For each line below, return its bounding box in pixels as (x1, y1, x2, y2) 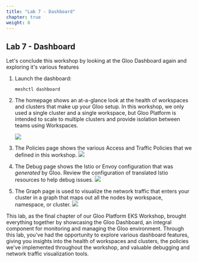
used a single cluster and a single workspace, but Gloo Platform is (14, 109, 177, 117)
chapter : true (6, 14, 41, 20)
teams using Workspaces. (14, 122, 79, 129)
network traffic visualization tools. (6, 250, 89, 257)
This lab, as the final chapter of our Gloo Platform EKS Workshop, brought (6, 212, 187, 219)
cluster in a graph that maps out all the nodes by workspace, (14, 194, 163, 201)
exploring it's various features (6, 63, 79, 71)
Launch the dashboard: (14, 75, 72, 82)
